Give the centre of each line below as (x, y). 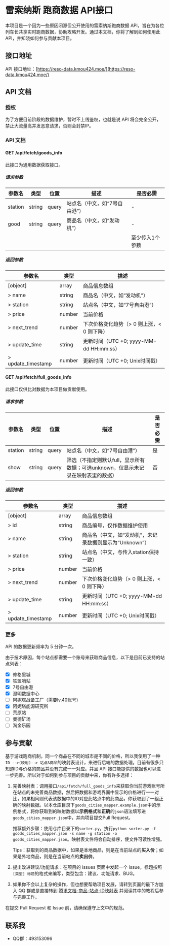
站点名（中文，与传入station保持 (120, 552)
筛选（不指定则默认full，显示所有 (106, 460)
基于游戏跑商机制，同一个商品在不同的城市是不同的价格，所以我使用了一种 (83, 756)
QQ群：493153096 (32, 939)
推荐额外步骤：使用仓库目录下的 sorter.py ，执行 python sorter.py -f (84, 829)
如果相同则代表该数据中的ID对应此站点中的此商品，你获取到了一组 (90, 799)
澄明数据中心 (26, 694)
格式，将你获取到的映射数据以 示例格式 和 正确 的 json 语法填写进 (81, 811)
